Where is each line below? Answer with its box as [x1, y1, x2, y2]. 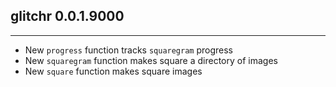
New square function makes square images [24, 65, 203, 77]
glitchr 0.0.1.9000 [10, 8, 125, 25]
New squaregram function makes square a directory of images [24, 54, 278, 66]
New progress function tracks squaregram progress [24, 44, 234, 56]
